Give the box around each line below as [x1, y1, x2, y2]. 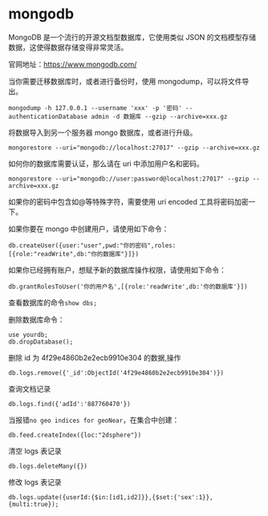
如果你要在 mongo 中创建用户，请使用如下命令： [8, 224, 169, 234]
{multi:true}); [8, 500, 59, 508]
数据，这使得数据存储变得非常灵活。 [8, 42, 128, 52]
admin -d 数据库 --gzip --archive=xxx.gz [91, 112, 228, 120]
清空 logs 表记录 [8, 446, 62, 456]
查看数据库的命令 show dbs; [8, 298, 98, 307]
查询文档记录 [8, 384, 51, 393]
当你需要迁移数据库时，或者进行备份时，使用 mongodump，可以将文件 [8, 76, 242, 86]
